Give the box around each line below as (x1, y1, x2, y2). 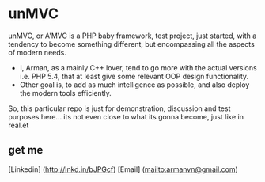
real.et (8, 120, 29, 130)
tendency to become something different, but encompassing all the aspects (8, 39, 255, 48)
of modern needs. (8, 47, 67, 57)
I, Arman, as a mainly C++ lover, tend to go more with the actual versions (19, 63, 257, 72)
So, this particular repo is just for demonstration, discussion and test (8, 104, 231, 113)
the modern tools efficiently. (19, 88, 112, 97)
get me (8, 143, 44, 157)
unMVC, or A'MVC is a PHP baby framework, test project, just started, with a (8, 31, 257, 40)
